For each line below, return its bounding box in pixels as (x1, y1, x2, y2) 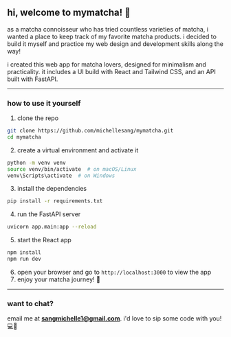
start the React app (16, 236, 72, 244)
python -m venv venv (7, 159, 67, 166)
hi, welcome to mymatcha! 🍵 (7, 7, 131, 19)
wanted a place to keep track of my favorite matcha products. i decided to (7, 32, 217, 40)
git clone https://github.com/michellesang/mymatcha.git (7, 128, 174, 135)
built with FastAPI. (7, 75, 58, 83)
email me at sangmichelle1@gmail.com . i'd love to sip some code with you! (7, 314, 222, 323)
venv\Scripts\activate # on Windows (7, 172, 115, 179)
